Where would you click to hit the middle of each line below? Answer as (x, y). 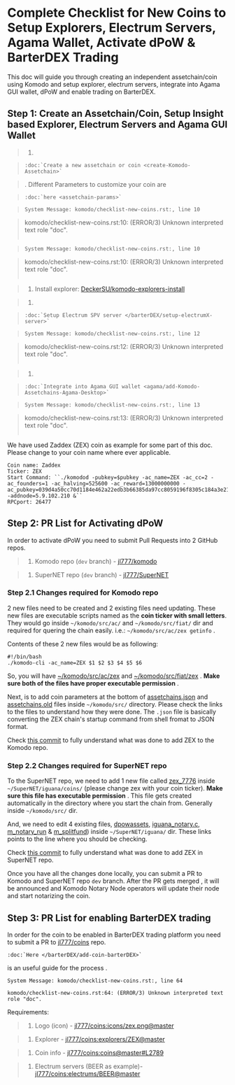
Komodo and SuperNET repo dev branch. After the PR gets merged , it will (113, 881)
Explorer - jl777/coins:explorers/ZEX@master (100, 1039)
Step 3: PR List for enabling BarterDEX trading (109, 918)
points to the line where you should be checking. (77, 839)
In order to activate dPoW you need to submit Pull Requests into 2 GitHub (113, 540)
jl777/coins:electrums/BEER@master (87, 1073)
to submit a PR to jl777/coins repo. (57, 942)
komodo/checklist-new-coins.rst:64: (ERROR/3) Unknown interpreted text (115, 993)
